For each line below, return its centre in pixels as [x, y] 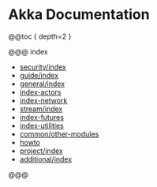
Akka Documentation [79, 15]
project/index [41, 151]
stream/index [41, 109]
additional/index [46, 159]
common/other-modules [59, 134]
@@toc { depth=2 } [40, 36]
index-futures [42, 117]
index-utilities [42, 125]
